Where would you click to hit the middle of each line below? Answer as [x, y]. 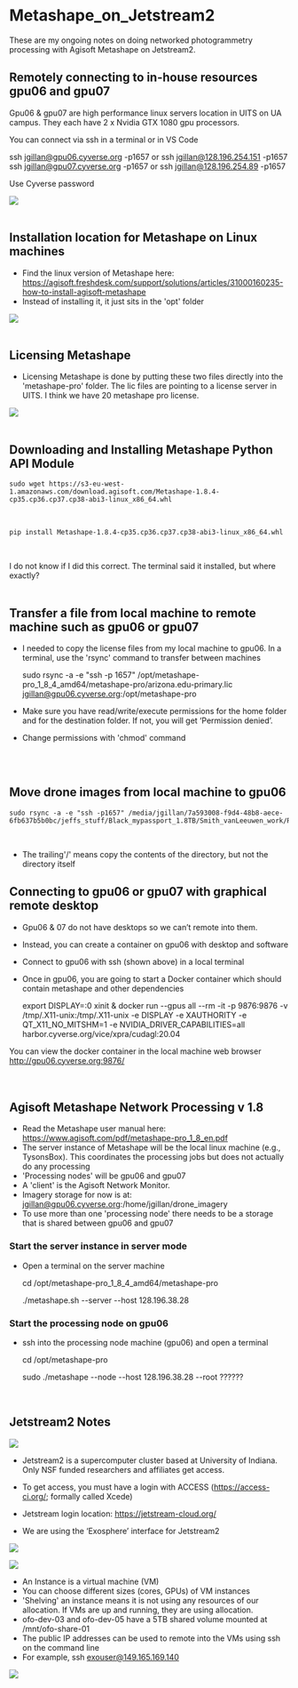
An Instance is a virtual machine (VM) [90, 1581]
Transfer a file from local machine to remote [133, 613]
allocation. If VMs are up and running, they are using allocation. [137, 1610]
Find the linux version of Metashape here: [98, 273]
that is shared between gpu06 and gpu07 [98, 1223]
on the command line [61, 1647]
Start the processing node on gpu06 [89, 1323]
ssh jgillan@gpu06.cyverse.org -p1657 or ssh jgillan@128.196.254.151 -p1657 [149, 157]
